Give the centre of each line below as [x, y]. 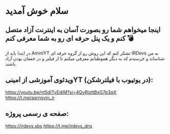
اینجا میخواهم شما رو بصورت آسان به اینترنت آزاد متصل [83, 30]
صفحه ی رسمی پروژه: [37, 114]
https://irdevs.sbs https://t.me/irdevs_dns [49, 126]
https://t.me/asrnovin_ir [30, 97]
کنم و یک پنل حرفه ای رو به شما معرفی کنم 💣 [70, 38]
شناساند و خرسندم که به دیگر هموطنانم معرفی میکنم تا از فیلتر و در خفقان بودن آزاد [85, 58]
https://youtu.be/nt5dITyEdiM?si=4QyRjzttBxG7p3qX [61, 92]
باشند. [11, 64]
